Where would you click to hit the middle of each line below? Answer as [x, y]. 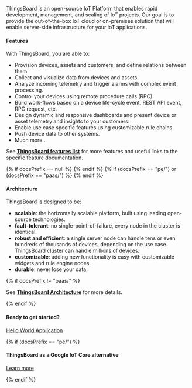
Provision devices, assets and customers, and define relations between [100, 65]
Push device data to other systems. [57, 134]
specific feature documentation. [45, 158]
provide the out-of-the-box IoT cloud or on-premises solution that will [90, 21]
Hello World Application [35, 330]
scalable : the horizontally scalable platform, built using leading [90, 213]
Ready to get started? [33, 317]
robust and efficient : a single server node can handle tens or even [95, 238]
